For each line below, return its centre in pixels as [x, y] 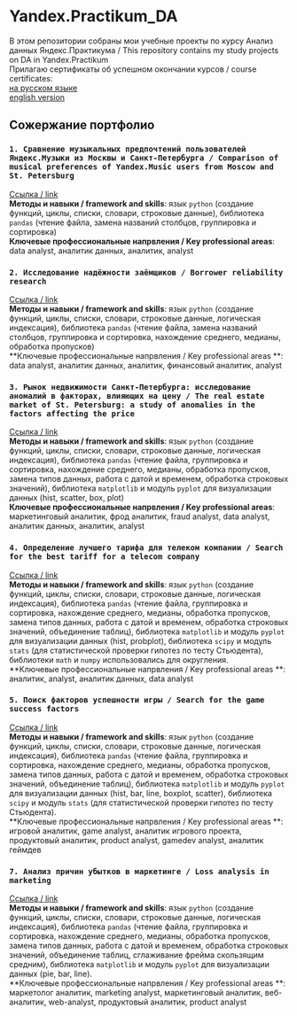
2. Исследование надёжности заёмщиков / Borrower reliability [146, 272]
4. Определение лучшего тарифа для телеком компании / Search [146, 548]
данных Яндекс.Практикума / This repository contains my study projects [144, 50]
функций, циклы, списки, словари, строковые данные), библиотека [137, 213]
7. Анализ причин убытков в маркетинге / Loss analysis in [139, 871]
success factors [44, 709]
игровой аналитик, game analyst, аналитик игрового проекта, [125, 831]
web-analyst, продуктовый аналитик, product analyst [148, 1002]
